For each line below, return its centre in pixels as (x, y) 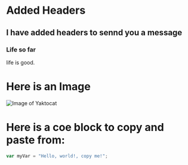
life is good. (21, 62)
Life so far (21, 50)
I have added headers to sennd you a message (94, 33)
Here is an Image (48, 87)
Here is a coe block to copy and (85, 127)
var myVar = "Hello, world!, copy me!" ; (57, 156)
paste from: (36, 140)
